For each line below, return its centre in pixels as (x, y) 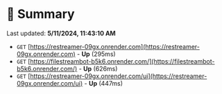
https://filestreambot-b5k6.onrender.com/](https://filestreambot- (122, 61)
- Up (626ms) (98, 68)
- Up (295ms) (96, 54)
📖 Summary (41, 14)
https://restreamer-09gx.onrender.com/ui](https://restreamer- (119, 76)
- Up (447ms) (103, 83)
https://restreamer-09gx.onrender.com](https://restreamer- (115, 46)
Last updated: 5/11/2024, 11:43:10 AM (61, 33)
